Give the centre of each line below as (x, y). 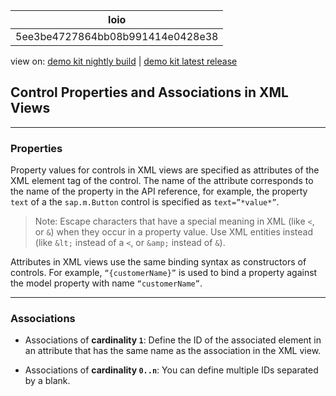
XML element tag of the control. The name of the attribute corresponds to (162, 181)
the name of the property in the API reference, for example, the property (159, 191)
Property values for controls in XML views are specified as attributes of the (165, 170)
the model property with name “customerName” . (106, 283)
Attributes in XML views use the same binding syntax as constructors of (158, 262)
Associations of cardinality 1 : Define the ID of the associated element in (173, 340)
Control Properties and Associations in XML (149, 92)
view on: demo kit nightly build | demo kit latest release (124, 61)
